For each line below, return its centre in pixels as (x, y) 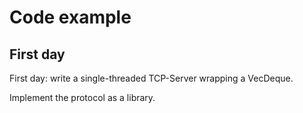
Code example (70, 17)
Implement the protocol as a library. (82, 97)
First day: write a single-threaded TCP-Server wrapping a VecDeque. (151, 78)
